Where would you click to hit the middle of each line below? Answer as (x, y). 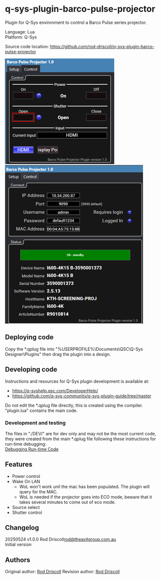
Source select (26, 507)
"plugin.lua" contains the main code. (41, 411)
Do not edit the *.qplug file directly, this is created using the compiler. (74, 405)
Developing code (31, 369)
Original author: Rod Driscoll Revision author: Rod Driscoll (62, 572)
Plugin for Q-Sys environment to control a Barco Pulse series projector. (76, 22)
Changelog (22, 528)
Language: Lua (20, 32)
